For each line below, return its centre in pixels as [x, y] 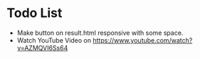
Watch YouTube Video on [54, 40]
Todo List [35, 13]
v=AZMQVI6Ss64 [42, 48]
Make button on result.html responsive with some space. [100, 33]
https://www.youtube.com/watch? [143, 40]
